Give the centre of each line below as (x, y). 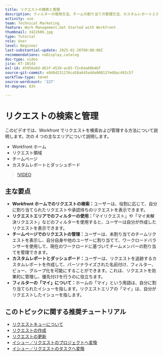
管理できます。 (35, 253)
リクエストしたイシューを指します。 (48, 295)
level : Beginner (21, 46)
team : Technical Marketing (32, 23)
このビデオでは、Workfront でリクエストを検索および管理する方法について (79, 130)
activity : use (19, 18)
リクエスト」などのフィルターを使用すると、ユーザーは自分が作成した (86, 222)
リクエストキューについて (38, 324)
